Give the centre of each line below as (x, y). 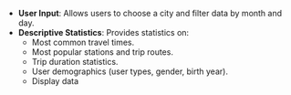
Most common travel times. (83, 42)
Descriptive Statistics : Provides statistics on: (104, 32)
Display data (55, 81)
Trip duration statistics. (75, 62)
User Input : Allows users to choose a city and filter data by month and (150, 13)
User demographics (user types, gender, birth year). (130, 71)
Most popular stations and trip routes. (102, 52)
